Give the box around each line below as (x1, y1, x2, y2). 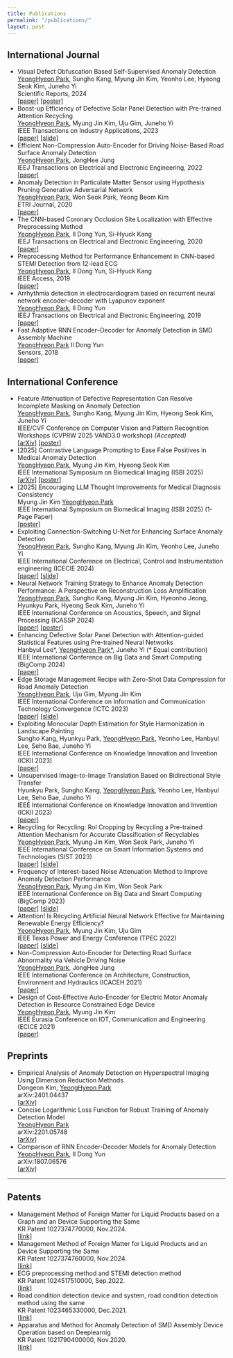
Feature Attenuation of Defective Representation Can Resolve (17, 394, 193, 402)
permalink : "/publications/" (7, 17, 92, 24)
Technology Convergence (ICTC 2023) (17, 705, 129, 713)
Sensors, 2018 (17, 349, 59, 357)
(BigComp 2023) (17, 897, 66, 905)
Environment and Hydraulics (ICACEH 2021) (17, 978, 142, 986)
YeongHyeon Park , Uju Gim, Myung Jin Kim (17, 690, 142, 698)
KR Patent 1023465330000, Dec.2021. (17, 1306, 128, 1314)
